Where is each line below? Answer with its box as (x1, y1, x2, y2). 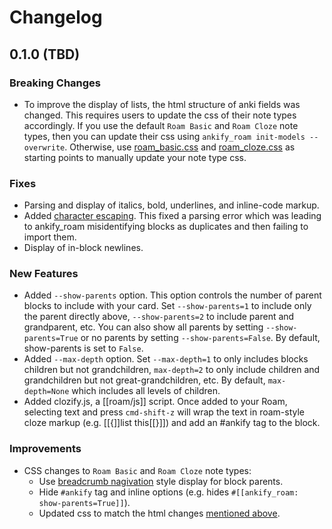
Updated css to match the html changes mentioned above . (38, 507, 281, 519)
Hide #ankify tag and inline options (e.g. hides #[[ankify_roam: (38, 486, 299, 498)
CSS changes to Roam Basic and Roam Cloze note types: (23, 464, 252, 476)
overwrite (23, 142, 66, 153)
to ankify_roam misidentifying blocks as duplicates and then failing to (23, 221, 309, 233)
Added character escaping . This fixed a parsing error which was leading (23, 210, 322, 222)
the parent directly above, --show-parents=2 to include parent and (23, 311, 295, 323)
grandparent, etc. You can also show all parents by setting (23, 321, 264, 333)
